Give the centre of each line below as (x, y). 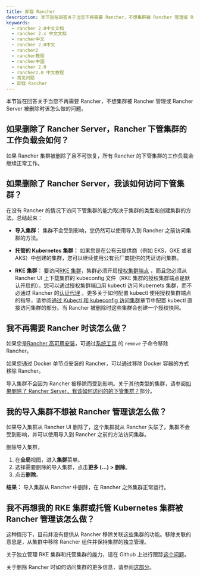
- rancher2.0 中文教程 (38, 73)
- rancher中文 (28, 39)
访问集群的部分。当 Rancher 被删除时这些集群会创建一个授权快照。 (102, 307)
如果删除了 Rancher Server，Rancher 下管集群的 (97, 129)
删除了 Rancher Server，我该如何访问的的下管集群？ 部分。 (83, 391)
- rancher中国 (28, 61)
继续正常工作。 (24, 163)
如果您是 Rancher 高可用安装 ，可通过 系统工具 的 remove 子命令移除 (87, 344)
